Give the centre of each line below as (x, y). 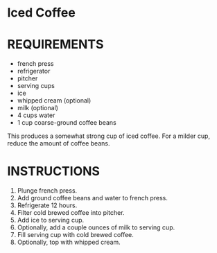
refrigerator (34, 71)
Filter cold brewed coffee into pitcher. (71, 213)
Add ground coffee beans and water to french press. (93, 198)
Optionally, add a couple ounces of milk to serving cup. (96, 227)
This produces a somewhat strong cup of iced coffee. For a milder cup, (108, 136)
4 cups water (36, 115)
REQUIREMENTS (55, 45)
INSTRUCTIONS (54, 172)
